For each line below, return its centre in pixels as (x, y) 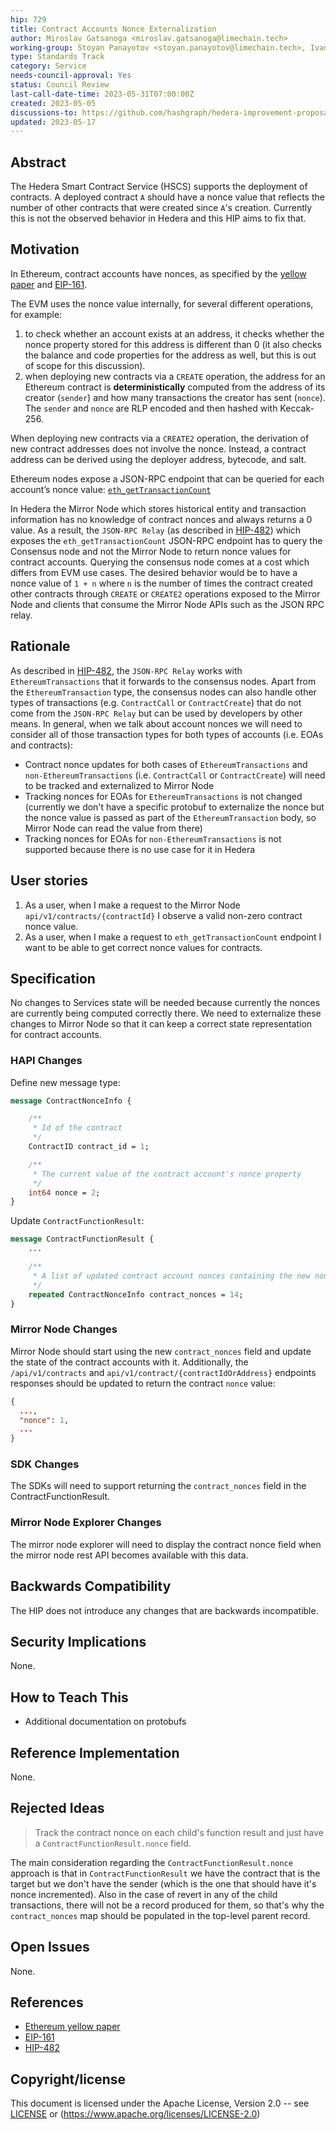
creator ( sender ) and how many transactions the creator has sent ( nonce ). (175, 397)
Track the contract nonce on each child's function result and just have (179, 1832)
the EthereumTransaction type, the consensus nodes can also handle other (163, 692)
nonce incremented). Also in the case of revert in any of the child (144, 1894)
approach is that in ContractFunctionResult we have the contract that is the (165, 1873)
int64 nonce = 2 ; (64, 1192)
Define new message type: (66, 1082)
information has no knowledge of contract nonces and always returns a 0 (161, 519)
